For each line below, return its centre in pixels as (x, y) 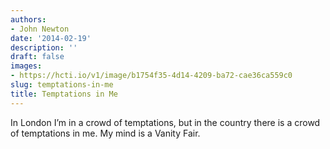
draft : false (37, 57)
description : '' (44, 47)
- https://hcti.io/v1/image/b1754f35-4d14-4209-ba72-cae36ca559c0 (151, 76)
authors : (28, 19)
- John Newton (40, 29)
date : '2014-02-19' (51, 38)
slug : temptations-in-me (62, 85)
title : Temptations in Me (64, 94)
